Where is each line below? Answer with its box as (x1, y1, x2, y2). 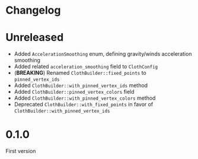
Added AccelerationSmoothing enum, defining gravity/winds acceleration (14, 50, 192, 58)
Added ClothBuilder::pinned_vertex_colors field (14, 88, 135, 96)
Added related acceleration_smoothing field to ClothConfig (14, 63, 158, 70)
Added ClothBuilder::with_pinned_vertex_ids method (14, 82, 148, 89)
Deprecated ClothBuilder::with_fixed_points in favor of (14, 101, 154, 108)
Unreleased (5, 31, 64, 44)
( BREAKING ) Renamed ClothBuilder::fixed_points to (14, 69, 146, 77)
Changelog (5, 4, 61, 17)
